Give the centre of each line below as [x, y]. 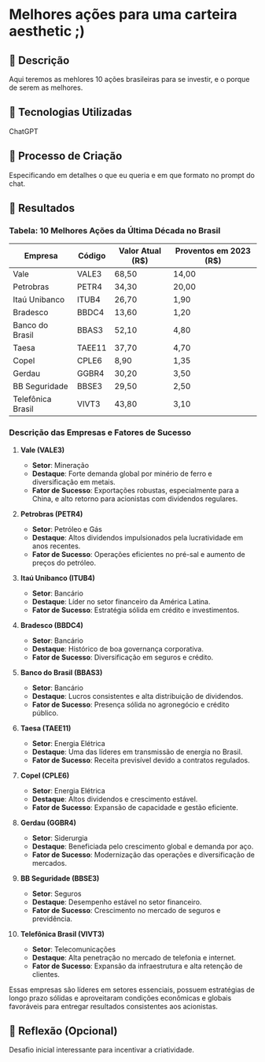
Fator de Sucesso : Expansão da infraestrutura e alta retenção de [137, 966]
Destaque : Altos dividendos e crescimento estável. [115, 799]
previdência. [52, 919]
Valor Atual [140, 251]
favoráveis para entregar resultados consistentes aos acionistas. [114, 1006]
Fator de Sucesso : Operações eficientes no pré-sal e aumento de [139, 554]
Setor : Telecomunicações [74, 949]
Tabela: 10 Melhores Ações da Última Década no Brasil [115, 230]
